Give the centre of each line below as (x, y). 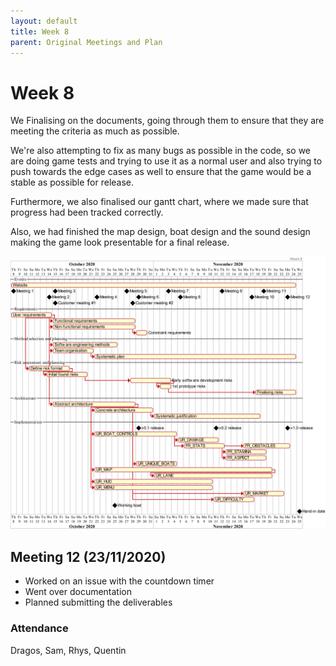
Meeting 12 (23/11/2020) (88, 556)
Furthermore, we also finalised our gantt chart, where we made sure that (159, 202)
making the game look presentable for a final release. (120, 242)
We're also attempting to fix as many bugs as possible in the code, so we (161, 151)
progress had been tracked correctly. (87, 212)
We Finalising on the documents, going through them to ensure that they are (167, 121)
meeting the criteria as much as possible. (95, 131)
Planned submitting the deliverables (98, 602)
